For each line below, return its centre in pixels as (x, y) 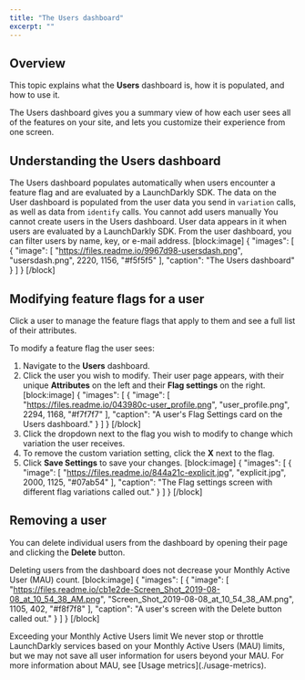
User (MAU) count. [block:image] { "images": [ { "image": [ (119, 580)
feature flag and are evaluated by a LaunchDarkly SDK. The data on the (143, 193)
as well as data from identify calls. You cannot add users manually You (144, 212)
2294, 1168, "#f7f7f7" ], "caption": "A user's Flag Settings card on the (152, 414)
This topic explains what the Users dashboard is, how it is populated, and (147, 85)
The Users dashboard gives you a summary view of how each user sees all (150, 113)
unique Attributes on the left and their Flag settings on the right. (144, 385)
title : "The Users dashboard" (67, 18)
